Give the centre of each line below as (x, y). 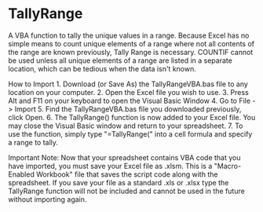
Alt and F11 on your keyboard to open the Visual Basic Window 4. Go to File (130, 101)
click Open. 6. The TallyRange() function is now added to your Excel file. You (132, 117)
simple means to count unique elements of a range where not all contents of (131, 43)
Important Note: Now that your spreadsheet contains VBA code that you (124, 157)
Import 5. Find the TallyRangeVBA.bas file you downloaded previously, (128, 109)
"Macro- (228, 166)
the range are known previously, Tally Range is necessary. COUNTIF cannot (131, 52)
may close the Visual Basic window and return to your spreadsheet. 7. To (126, 126)
